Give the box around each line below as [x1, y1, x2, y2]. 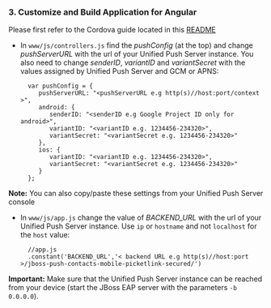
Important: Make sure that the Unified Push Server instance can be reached [8, 274, 263, 284]
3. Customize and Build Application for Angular [8, 6, 197, 18]
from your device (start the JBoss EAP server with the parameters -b [8, 283, 237, 293]
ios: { [38, 146, 61, 154]
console [8, 197, 36, 207]
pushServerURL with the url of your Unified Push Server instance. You [19, 49, 254, 59]
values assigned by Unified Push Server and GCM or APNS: [19, 66, 219, 76]
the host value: [19, 230, 70, 240]
